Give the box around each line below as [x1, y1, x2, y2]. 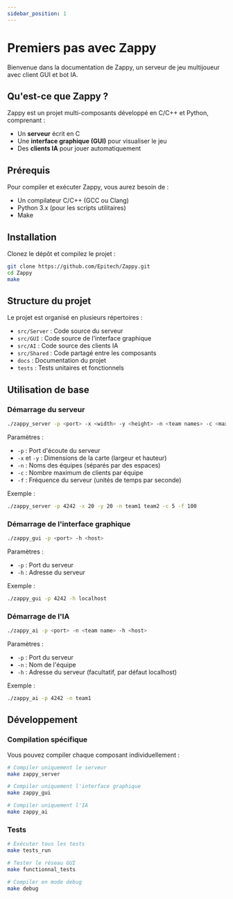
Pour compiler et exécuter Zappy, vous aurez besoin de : [7, 183, 169, 191]
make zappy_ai [7, 809, 49, 816]
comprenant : [7, 116, 46, 125]
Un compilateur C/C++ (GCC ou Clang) [17, 196, 130, 205]
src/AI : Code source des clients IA [17, 341, 119, 350]
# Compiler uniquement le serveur [7, 764, 107, 771]
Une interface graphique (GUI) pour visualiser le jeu [17, 137, 168, 146]
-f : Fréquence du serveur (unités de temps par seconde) [17, 476, 182, 484]
